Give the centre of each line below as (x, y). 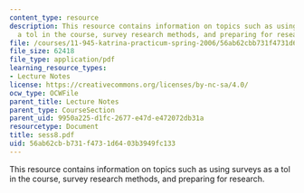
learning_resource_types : (58, 69)
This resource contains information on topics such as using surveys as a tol (150, 169)
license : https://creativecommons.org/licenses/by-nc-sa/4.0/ (129, 85)
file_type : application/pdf (62, 60)
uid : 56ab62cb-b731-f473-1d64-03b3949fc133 (93, 143)
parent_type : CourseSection (62, 110)
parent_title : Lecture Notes (64, 101)
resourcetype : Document (54, 127)
